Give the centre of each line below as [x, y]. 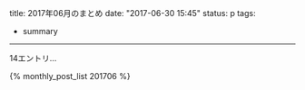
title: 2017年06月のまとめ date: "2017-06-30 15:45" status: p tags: [133, 13]
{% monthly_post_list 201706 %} [70, 76]
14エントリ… [33, 58]
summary [40, 31]
